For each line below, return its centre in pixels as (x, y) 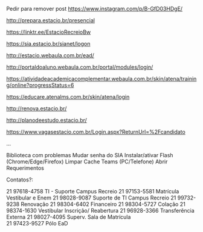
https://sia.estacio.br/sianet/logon (48, 44)
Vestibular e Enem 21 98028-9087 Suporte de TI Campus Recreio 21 (91, 198)
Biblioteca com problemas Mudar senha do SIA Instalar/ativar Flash (90, 155)
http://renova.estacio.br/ (37, 108)
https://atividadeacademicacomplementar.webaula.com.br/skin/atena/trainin (101, 79)
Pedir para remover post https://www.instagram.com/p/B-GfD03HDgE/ (95, 9)
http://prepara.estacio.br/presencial (51, 20)
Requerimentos (25, 168)
